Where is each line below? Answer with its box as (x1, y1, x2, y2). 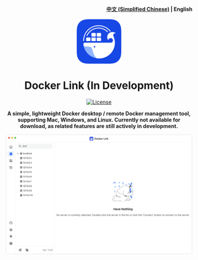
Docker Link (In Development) (24, 79, 174, 92)
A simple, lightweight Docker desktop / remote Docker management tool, (7, 110, 191, 117)
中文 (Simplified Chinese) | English (106, 5, 193, 12)
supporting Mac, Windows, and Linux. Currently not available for (17, 116, 181, 124)
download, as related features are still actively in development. (20, 123, 178, 130)
